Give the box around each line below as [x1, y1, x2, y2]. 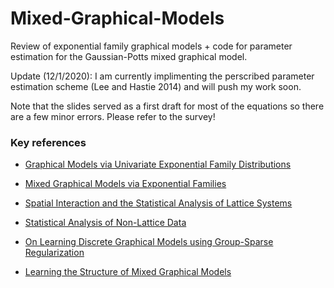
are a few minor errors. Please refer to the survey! [10, 110, 216, 122]
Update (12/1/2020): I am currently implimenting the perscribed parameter [10, 70, 315, 82]
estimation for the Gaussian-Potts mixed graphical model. [10, 50, 248, 62]
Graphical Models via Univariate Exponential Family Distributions [24, 158, 292, 171]
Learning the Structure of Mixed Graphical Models [24, 266, 232, 278]
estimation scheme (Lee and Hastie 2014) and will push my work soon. [10, 80, 302, 92]
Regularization [24, 247, 85, 259]
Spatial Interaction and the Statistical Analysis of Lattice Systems [24, 197, 293, 209]
